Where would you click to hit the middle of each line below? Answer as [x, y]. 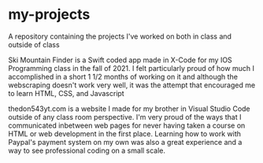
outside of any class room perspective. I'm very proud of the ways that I [125, 117]
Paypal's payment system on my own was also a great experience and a [125, 142]
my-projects [49, 15]
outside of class [34, 44]
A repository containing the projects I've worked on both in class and [120, 36]
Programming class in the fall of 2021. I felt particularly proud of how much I [131, 68]
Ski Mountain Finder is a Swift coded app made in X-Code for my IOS [120, 60]
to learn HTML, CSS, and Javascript [66, 93]
